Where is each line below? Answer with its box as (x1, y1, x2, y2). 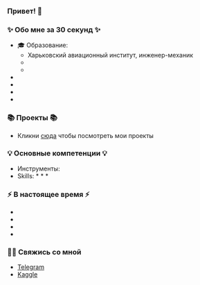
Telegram (17, 263, 45, 271)
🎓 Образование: (17, 41, 68, 49)
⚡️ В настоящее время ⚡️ (7, 189, 90, 199)
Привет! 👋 (7, 6, 43, 16)
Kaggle (17, 270, 38, 279)
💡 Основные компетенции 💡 (7, 148, 107, 158)
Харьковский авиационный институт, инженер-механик (27, 51, 194, 60)
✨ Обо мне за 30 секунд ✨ (7, 24, 101, 34)
